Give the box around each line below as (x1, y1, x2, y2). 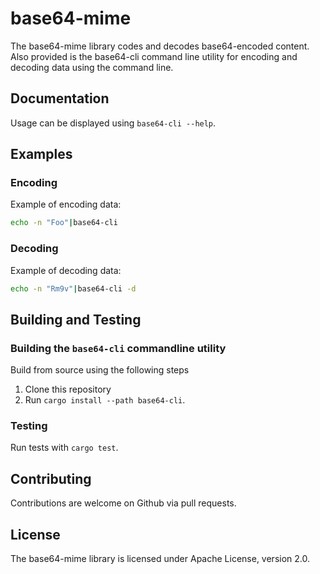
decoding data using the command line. (10, 61, 174, 73)
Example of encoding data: (10, 198, 122, 211)
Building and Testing (10, 311, 142, 328)
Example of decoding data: (10, 264, 122, 276)
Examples (10, 146, 73, 163)
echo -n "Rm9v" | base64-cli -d (10, 283, 137, 294)
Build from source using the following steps (10, 364, 190, 376)
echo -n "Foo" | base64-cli (10, 218, 118, 228)
